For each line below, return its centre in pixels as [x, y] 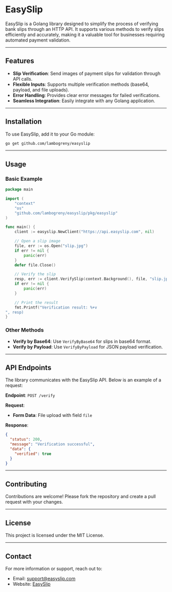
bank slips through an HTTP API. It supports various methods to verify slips [85, 29]
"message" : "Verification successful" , [52, 444]
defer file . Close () [35, 265]
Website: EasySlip [31, 584]
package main [19, 189]
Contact [18, 556]
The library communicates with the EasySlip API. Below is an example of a [83, 380]
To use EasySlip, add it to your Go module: [50, 134]
